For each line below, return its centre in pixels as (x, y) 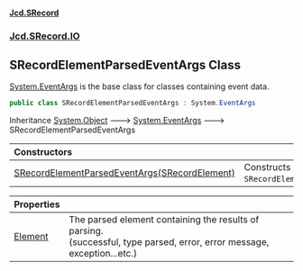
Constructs (267, 167)
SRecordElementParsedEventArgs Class (125, 64)
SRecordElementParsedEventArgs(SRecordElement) (125, 173)
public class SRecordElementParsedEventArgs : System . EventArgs (133, 104)
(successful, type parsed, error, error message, (169, 242)
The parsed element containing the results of (164, 220)
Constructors (43, 152)
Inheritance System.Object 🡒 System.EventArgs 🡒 (117, 121)
